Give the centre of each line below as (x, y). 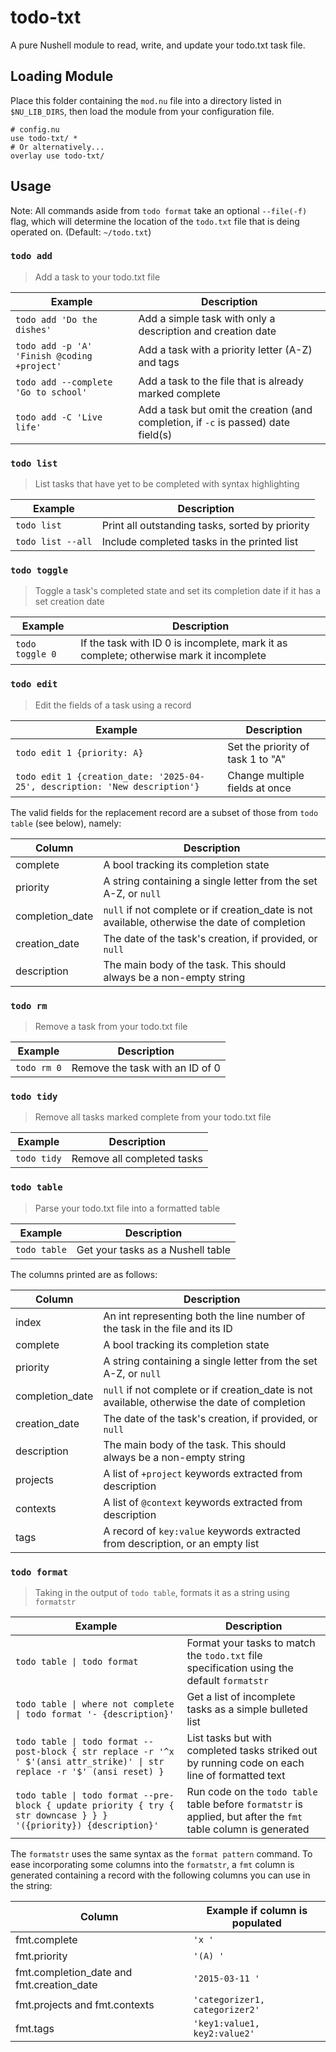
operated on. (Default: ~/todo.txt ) (81, 232)
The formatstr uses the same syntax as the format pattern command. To (161, 1853)
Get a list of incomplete (241, 1696)
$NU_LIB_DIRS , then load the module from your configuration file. (142, 111)
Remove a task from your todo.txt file (111, 1027)
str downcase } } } (61, 1815)
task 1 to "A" (257, 759)
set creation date (69, 602)
